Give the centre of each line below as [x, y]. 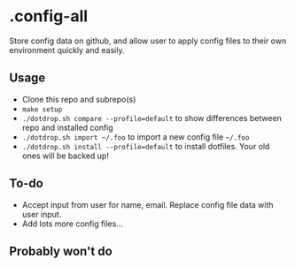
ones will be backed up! [65, 156]
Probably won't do [61, 251]
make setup [42, 109]
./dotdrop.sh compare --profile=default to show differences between [151, 118]
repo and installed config [67, 127]
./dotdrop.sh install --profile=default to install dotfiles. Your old [146, 146]
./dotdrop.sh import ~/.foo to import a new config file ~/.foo [136, 137]
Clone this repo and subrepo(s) [79, 99]
